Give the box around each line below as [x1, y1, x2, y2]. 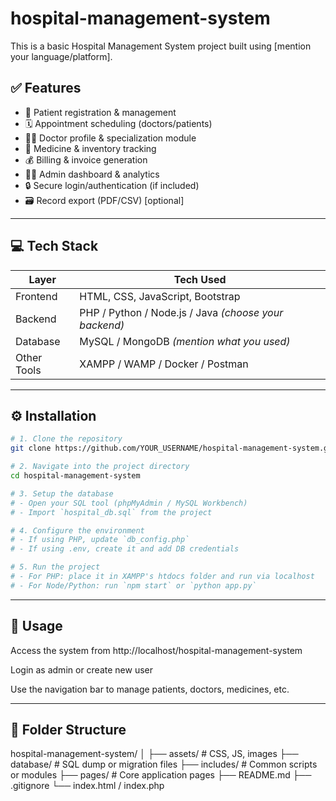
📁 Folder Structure [10, 721, 127, 738]
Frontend [15, 289, 58, 303]
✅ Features [10, 80, 82, 97]
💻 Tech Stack [10, 238, 99, 255]
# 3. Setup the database [10, 488, 114, 499]
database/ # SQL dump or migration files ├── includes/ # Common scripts [10, 758, 318, 771]
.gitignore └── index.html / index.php [10, 780, 165, 792]
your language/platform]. [10, 50, 113, 62]
